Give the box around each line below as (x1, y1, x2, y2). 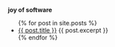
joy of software (8, 6, 53, 14)
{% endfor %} (17, 33, 58, 42)
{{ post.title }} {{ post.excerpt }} (17, 27, 109, 34)
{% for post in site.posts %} (17, 19, 98, 27)
